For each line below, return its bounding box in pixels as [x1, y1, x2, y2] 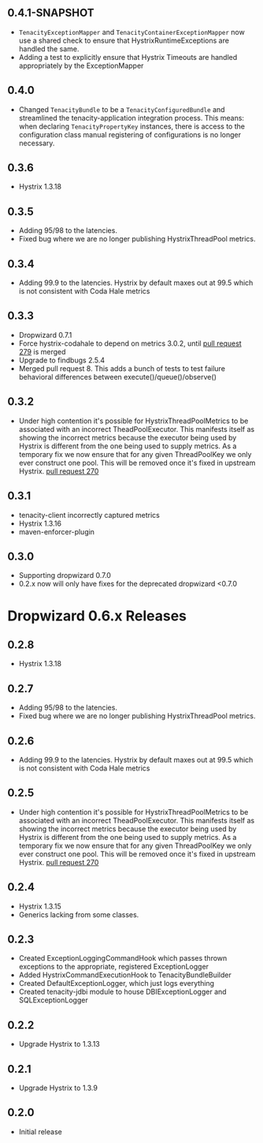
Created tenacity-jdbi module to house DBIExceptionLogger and [18, 987, 227, 997]
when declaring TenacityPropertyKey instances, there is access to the [18, 122, 246, 131]
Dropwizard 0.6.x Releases [7, 607, 187, 624]
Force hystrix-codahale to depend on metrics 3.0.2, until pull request [18, 339, 242, 348]
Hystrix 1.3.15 [18, 901, 61, 911]
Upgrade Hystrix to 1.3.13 [18, 1040, 100, 1049]
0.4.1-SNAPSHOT [7, 6, 95, 20]
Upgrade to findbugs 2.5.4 [18, 355, 106, 365]
